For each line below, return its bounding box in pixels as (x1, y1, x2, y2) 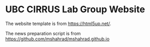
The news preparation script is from (5, 30, 81, 36)
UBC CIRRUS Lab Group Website (5, 4, 145, 15)
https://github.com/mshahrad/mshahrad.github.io (5, 36, 110, 42)
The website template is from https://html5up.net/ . (5, 20, 112, 27)
